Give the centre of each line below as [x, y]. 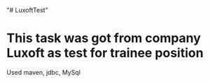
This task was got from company [104, 38]
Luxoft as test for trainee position [105, 53]
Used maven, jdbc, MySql [44, 72]
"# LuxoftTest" [27, 10]
